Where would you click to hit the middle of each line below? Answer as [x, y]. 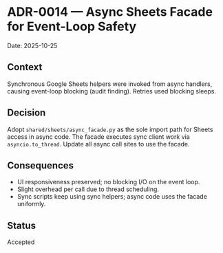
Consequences [41, 165]
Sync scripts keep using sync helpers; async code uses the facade [112, 197]
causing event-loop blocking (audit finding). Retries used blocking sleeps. [112, 91]
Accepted [21, 242]
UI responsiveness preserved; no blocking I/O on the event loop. [108, 182]
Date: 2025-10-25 [32, 45]
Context [25, 67]
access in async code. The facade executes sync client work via [99, 136]
